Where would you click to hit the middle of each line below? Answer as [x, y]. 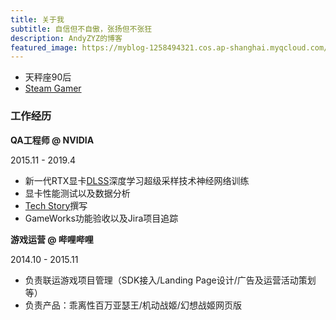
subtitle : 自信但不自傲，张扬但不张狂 [81, 29]
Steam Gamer [53, 88]
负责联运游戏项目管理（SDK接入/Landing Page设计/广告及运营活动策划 [170, 280]
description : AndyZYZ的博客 [66, 38]
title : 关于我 [37, 19]
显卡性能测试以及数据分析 [77, 193]
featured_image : [44, 47]
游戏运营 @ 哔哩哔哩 [52, 239]
